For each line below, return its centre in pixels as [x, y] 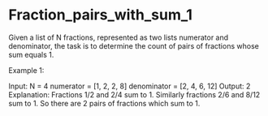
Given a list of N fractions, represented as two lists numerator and [119, 37]
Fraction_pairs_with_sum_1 [101, 15]
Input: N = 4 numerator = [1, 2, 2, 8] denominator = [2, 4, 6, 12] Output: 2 [130, 86]
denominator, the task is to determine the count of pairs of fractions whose [134, 45]
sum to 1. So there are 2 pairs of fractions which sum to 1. [104, 103]
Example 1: [26, 70]
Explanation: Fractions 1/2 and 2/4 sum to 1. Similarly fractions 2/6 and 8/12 [134, 94]
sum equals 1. [31, 54]
